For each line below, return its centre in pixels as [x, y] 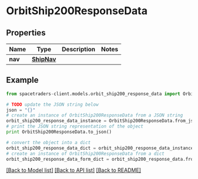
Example [22, 80]
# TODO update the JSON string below [52, 105]
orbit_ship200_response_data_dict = [51, 148]
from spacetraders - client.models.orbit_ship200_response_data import [93, 94]
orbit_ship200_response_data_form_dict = [58, 159]
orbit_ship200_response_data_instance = [57, 121]
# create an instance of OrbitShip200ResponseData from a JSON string [95, 115]
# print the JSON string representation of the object [75, 126]
